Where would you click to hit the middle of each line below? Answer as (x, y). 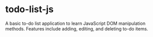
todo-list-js (30, 9)
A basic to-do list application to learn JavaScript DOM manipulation (75, 23)
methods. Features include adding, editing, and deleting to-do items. (77, 28)
